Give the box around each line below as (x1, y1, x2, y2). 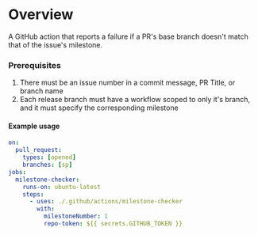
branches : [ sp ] (22, 161, 73, 169)
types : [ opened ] (22, 154, 77, 161)
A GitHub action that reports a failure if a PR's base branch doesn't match (8, 32, 248, 41)
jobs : (8, 168, 26, 176)
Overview (8, 6, 74, 24)
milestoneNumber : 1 (43, 212, 109, 221)
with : (37, 205, 56, 213)
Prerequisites (8, 59, 61, 70)
